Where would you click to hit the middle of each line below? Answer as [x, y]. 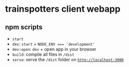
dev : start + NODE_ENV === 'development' [53, 44]
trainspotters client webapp [63, 9]
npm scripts [24, 27]
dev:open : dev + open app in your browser [54, 49]
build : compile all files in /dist [43, 54]
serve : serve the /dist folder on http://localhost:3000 [68, 59]
